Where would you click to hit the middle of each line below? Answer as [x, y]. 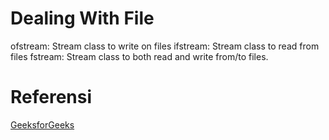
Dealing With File [82, 18]
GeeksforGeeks [42, 124]
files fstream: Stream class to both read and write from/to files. [139, 56]
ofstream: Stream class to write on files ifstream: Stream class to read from [165, 46]
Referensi [51, 97]
